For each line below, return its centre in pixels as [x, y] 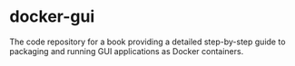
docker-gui [52, 17]
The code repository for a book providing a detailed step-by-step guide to [147, 42]
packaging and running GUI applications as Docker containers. [127, 51]
